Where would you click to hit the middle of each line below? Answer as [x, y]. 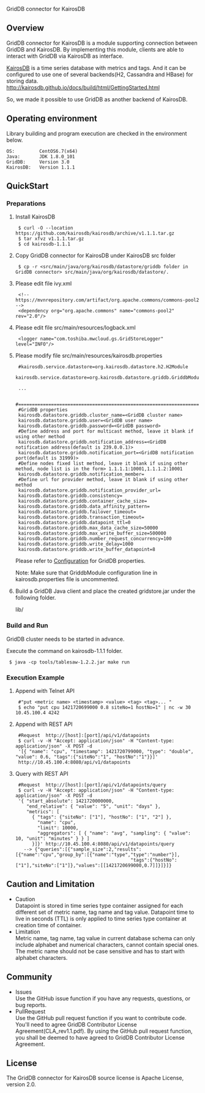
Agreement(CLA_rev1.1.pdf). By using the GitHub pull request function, [104, 1031]
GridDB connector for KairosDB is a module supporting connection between [102, 43]
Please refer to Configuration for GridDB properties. [80, 561]
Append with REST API [44, 724]
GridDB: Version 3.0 [38, 162]
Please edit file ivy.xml [43, 284]
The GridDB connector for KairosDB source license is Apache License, [95, 1078]
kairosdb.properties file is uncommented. [67, 579]
